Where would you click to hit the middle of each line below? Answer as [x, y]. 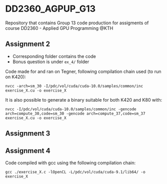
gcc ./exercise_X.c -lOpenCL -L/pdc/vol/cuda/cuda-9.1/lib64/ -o [75, 172]
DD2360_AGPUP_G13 [50, 9]
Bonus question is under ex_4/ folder [51, 62]
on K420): [16, 77]
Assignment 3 [28, 134]
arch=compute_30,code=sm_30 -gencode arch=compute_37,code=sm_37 [75, 113]
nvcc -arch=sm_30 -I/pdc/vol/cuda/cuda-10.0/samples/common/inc [74, 86]
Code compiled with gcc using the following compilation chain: [70, 163]
